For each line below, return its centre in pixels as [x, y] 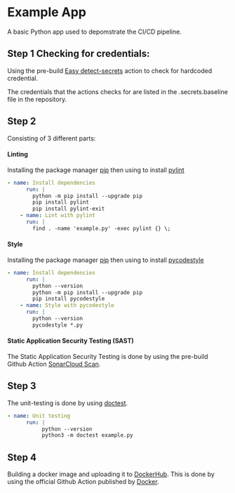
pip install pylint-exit [69, 209]
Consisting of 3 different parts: [52, 138]
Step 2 [22, 121]
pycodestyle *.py [58, 325]
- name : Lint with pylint [58, 216]
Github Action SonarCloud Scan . [54, 364]
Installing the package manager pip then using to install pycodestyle [106, 260]
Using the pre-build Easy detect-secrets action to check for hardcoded [110, 70]
